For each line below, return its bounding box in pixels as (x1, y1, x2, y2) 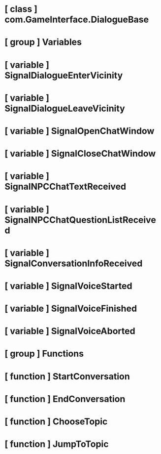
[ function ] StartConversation (4, 371, 130, 382)
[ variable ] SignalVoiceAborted (4, 326, 136, 337)
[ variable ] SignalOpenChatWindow (4, 125, 155, 136)
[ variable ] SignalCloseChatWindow (4, 148, 156, 159)
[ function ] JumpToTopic (4, 439, 109, 450)
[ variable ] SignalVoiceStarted (4, 280, 132, 291)
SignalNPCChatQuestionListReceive (4, 214, 156, 225)
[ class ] (4, 3, 38, 15)
